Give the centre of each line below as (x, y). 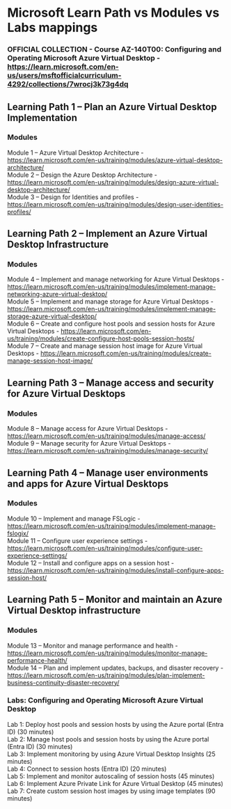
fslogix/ (18, 533)
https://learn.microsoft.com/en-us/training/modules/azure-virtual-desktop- (115, 160)
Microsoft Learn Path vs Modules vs (113, 13)
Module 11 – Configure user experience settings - (78, 540)
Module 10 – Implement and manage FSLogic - (74, 518)
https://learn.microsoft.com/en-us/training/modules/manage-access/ (106, 436)
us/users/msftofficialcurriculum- (64, 76)
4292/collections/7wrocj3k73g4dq (68, 84)
